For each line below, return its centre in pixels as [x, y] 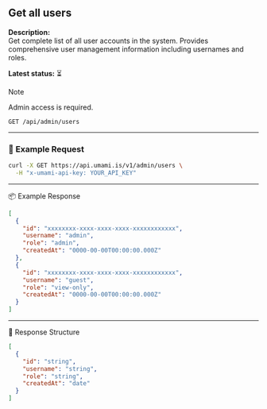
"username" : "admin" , [58, 236]
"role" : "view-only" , [58, 287]
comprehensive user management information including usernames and [126, 49]
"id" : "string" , [50, 361]
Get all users [40, 13]
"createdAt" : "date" [56, 384]
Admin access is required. [51, 107]
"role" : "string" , [53, 376]
